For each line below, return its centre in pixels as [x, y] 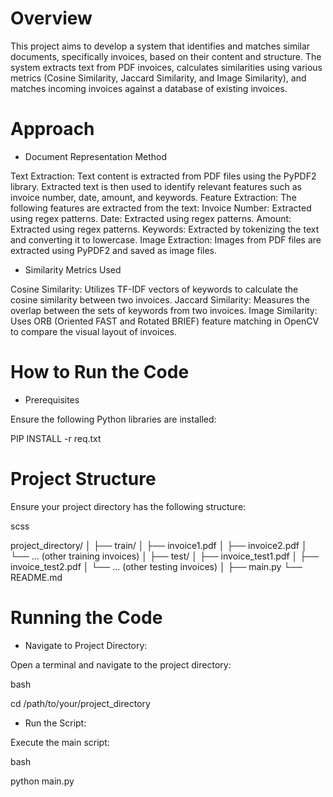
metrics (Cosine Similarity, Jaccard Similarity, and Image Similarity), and [158, 78]
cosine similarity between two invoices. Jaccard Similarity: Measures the [160, 299]
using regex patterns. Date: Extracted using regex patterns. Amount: [151, 218]
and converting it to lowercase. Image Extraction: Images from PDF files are [166, 239]
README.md [36, 577]
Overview [51, 18]
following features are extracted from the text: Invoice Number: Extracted [161, 208]
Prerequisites [52, 399]
